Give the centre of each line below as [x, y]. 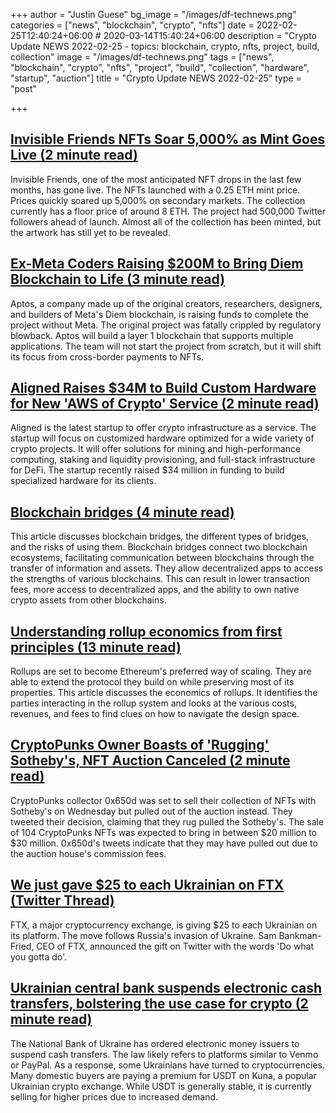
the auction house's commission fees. [88, 853]
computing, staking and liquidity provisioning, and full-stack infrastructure [163, 460]
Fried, [22, 946]
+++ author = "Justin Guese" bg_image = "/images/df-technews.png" [153, 14]
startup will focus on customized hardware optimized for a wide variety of [162, 438]
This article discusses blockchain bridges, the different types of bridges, [160, 536]
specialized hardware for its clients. [83, 481]
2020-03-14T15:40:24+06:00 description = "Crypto [210, 35]
